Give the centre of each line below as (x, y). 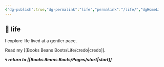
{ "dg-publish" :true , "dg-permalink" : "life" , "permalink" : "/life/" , (73, 9)
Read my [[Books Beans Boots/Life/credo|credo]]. (55, 50)
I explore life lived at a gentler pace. (41, 41)
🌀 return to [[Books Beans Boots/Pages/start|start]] (59, 60)
